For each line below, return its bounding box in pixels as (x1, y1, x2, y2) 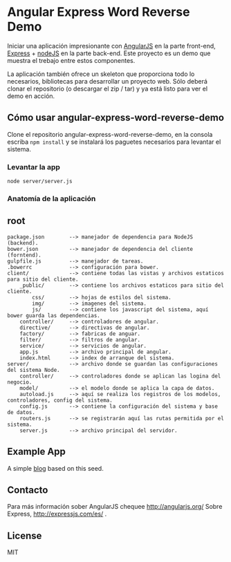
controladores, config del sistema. (7, 397, 113, 404)
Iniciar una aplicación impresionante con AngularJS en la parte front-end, (7, 41, 216, 50)
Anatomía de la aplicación (7, 194, 96, 203)
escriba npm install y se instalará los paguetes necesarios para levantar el (7, 138, 221, 146)
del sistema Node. (7, 366, 60, 373)
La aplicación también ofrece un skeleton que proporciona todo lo (7, 70, 195, 78)
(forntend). (7, 252, 41, 259)
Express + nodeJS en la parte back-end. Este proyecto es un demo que (7, 49, 211, 57)
